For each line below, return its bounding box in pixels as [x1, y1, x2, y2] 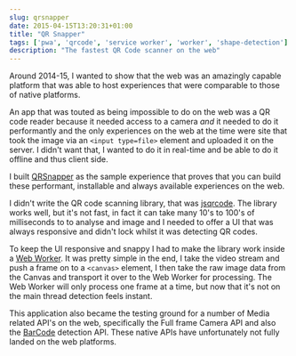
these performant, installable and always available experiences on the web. [9, 181, 285, 191]
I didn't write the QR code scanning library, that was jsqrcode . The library [9, 198, 277, 209]
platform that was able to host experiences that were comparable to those [9, 80, 280, 91]
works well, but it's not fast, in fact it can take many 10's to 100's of [9, 207, 255, 218]
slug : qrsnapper [9, 12, 69, 22]
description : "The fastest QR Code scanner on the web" [9, 46, 220, 55]
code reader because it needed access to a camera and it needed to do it [9, 117, 279, 127]
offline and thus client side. [9, 154, 108, 165]
